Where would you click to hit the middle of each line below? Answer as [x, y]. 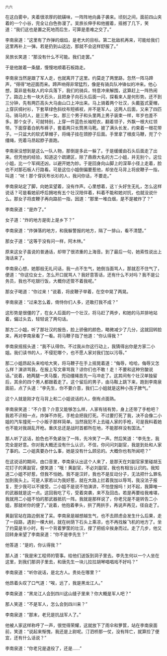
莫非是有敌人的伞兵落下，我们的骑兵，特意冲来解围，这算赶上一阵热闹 [85, 90]
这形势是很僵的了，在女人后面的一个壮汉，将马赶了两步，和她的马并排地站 [81, 313]
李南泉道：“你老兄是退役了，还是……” [43, 648]
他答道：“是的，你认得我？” [33, 545]
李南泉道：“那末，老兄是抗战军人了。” [43, 615]
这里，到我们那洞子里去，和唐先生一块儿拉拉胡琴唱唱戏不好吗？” [72, 562]
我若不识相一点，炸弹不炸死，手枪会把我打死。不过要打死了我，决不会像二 [81, 415]
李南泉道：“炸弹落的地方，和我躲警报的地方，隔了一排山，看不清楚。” [76, 230]
